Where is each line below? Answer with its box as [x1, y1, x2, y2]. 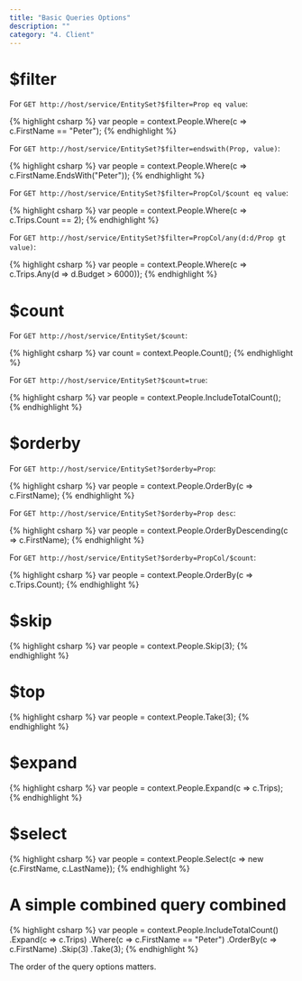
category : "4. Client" [9, 30, 95, 39]
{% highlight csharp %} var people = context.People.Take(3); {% [9, 711, 250, 722]
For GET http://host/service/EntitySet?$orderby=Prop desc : [9, 508, 236, 518]
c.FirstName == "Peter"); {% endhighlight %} [9, 125, 178, 136]
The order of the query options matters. [9, 961, 157, 972]
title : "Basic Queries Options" [9, 13, 131, 23]
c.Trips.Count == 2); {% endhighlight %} [9, 215, 160, 225]
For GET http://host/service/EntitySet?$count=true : [9, 375, 208, 386]
